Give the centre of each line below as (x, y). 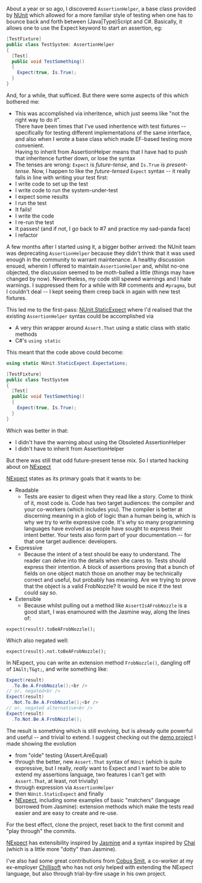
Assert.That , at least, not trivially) (56, 781)
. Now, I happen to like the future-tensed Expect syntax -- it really (110, 171)
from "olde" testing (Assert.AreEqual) (61, 755)
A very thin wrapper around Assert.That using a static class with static (103, 327)
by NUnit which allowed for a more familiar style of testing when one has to (99, 15)
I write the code (34, 216)
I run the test (31, 203)
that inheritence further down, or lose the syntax (75, 158)
